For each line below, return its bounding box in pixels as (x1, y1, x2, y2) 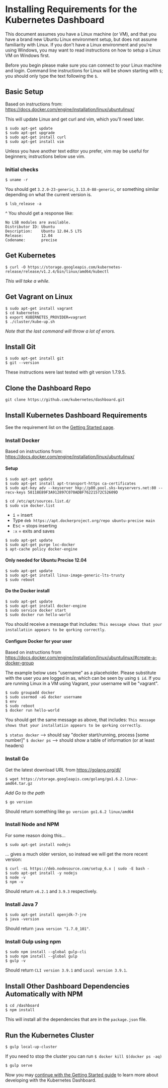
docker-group (5, 660, 34, 666)
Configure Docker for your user (5, 638, 72, 644)
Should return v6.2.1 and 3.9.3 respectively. (5, 888, 98, 894)
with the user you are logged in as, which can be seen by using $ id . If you (5, 675, 161, 681)
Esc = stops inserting (12, 522, 57, 528)
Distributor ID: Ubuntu (5, 225, 55, 230)
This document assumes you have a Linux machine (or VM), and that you (5, 31, 157, 37)
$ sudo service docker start (5, 608, 66, 613)
